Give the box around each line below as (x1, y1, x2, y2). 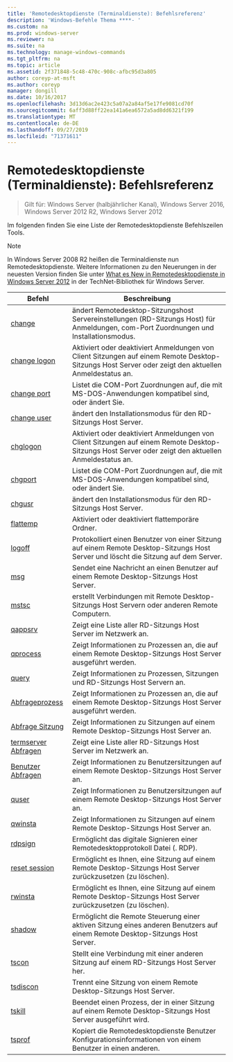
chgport (10, 474, 37, 484)
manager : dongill (7, 87, 58, 94)
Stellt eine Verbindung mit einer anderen (71, 949, 203, 959)
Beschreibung (123, 294, 171, 304)
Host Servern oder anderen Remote (102, 601, 218, 610)
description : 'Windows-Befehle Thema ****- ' (7, 17, 141, 24)
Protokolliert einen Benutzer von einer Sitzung (71, 535, 222, 545)
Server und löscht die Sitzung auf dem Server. (71, 552, 223, 562)
